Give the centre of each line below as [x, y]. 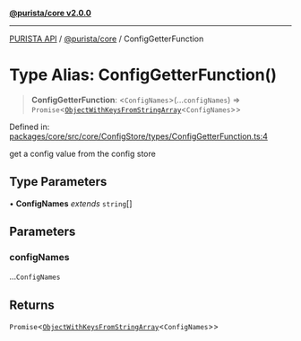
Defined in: [30, 127]
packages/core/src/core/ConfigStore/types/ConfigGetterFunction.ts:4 [139, 136]
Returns [32, 305]
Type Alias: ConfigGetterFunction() [143, 75]
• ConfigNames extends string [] [71, 203]
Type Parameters [58, 182]
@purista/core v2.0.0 [50, 13]
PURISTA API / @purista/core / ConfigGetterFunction [107, 39]
